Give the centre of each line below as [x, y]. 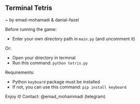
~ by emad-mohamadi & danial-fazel [42, 20]
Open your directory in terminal [44, 58]
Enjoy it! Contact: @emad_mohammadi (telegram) [55, 96]
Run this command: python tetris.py [50, 62]
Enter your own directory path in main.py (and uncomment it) [74, 39]
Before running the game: [31, 29]
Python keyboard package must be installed [56, 82]
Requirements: [20, 72]
